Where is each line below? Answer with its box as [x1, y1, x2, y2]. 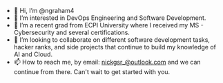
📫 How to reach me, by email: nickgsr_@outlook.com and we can [13, 58, 202, 66]
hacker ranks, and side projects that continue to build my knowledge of [13, 43, 216, 51]
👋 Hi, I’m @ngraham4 [13, 7, 75, 14]
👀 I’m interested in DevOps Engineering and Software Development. [13, 14, 206, 22]
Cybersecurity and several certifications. [13, 28, 130, 36]
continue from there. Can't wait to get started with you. [13, 68, 171, 75]
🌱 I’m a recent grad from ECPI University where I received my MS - [13, 21, 204, 29]
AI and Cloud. [13, 50, 53, 58]
